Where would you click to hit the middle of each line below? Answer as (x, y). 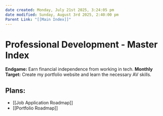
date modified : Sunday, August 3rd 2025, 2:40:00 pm (62, 15)
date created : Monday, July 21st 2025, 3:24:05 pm (60, 10)
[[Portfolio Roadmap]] (35, 108)
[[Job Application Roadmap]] (43, 103)
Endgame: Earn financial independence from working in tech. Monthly (79, 69)
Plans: (15, 90)
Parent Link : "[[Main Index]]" (38, 19)
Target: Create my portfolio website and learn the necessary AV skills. (78, 74)
